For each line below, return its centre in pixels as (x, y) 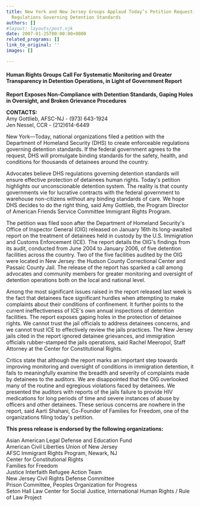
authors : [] (21, 23)
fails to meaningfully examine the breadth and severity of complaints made (98, 373)
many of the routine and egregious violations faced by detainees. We (91, 385)
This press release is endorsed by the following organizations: (85, 429)
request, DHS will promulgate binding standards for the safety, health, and (97, 155)
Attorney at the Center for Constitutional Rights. (65, 348)
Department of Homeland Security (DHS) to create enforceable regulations (98, 143)
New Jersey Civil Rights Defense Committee (60, 478)
